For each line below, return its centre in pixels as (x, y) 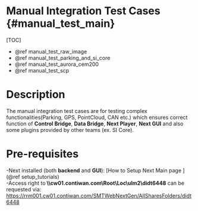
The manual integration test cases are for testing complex (77, 111)
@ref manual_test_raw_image (51, 51)
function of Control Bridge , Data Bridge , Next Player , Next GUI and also (95, 124)
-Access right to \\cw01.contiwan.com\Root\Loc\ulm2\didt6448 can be (95, 183)
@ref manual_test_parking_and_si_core (62, 58)
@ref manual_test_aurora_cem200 (57, 64)
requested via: (24, 189)
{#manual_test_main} (61, 23)
